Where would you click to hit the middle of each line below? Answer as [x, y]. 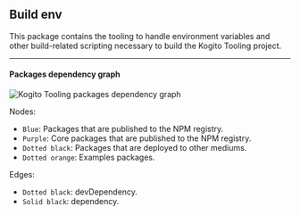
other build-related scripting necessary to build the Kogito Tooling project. [146, 45]
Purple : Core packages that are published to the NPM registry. [137, 138]
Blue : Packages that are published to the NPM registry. [123, 129]
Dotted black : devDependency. [80, 192]
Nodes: [23, 112]
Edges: [22, 175]
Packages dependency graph [65, 74]
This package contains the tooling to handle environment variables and [140, 36]
